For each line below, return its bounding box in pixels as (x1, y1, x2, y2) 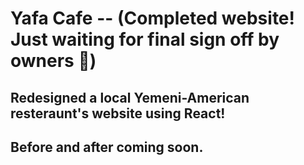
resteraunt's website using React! (10, 105, 226, 122)
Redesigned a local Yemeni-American (10, 89, 250, 106)
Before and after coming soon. (10, 138, 204, 156)
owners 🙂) (10, 50, 97, 72)
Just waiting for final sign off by (10, 28, 280, 51)
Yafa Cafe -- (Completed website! (10, 7, 295, 30)
